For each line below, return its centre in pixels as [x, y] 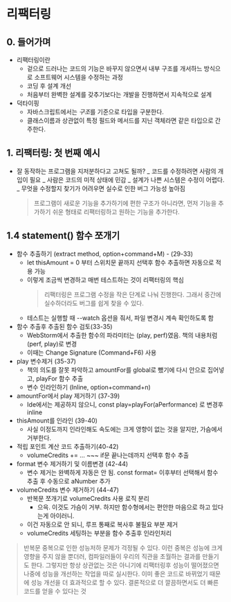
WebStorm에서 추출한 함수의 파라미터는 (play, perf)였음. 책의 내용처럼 [122, 335]
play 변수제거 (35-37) [46, 361]
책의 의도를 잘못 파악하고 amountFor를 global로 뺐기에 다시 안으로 [116, 370]
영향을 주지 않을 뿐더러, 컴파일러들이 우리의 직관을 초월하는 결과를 [112, 556]
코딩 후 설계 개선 [49, 86]
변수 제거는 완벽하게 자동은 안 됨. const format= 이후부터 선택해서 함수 [122, 472]
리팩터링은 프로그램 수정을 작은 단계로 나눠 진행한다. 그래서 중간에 [133, 294]
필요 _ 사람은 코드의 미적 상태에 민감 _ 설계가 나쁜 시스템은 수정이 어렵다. [127, 179]
